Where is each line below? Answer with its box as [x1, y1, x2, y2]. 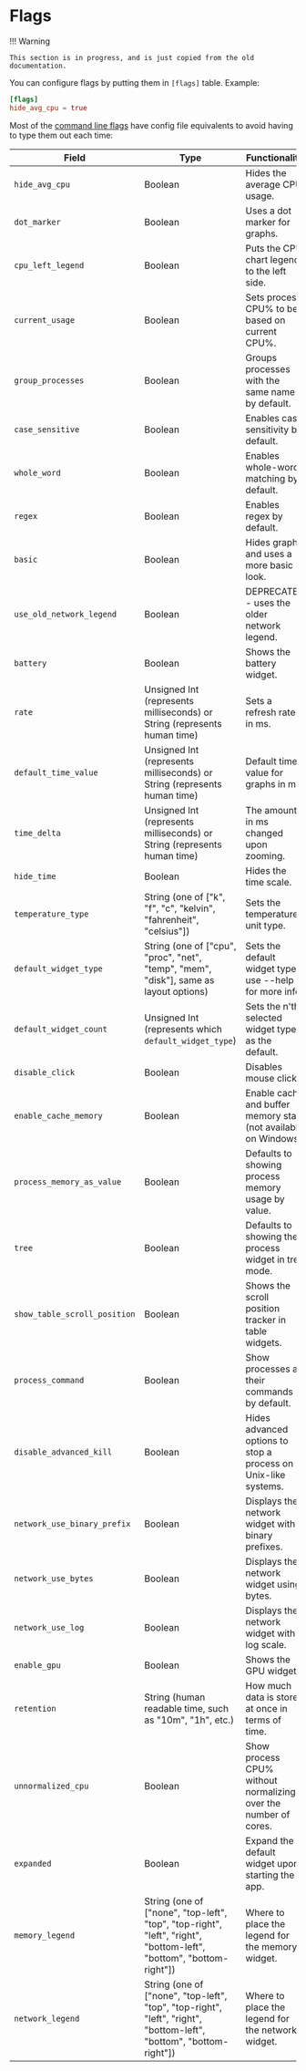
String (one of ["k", [144, 890, 226, 903]
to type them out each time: [9, 129, 114, 140]
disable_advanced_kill [14, 1446, 112, 1457]
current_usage [14, 315, 76, 325]
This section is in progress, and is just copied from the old [9, 53, 255, 62]
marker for [245, 215, 291, 228]
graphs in [245, 777, 286, 790]
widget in [245, 1253, 285, 1266]
